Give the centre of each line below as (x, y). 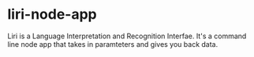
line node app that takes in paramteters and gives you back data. (113, 44)
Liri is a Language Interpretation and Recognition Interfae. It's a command (127, 36)
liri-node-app (52, 14)
